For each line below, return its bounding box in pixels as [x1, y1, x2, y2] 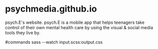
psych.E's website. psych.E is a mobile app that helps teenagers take [5, 19, 145, 25]
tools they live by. [5, 30, 41, 35]
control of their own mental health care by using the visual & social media [5, 24, 154, 30]
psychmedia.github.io [5, 3, 97, 15]
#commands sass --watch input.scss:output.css [5, 39, 103, 45]
